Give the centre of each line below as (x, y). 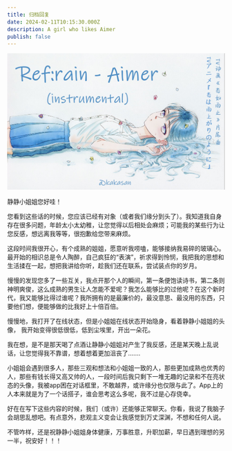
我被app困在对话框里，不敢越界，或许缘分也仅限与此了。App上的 (130, 385)
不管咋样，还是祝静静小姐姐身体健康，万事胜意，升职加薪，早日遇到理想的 (113, 432)
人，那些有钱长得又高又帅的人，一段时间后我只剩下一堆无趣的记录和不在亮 (113, 376)
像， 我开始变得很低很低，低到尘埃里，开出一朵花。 (80, 330)
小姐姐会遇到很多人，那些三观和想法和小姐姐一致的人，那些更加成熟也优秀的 (116, 368)
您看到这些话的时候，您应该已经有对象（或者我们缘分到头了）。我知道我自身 (115, 216)
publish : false (29, 37)
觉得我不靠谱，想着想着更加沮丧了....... (86, 353)
